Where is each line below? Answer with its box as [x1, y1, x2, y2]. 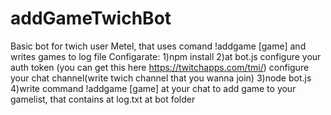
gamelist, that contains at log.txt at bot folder [10, 93, 196, 105]
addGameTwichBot [10, 7, 172, 30]
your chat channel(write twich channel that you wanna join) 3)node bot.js [10, 72, 312, 84]
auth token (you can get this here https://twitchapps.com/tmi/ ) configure [10, 61, 310, 73]
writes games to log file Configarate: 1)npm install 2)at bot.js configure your [10, 50, 322, 62]
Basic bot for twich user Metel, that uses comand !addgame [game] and [10, 40, 307, 52]
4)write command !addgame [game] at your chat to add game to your [10, 82, 297, 94]
